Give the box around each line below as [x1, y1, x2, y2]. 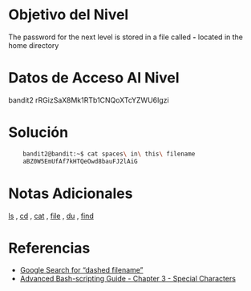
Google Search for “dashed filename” [19, 265, 144, 275]
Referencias [8, 239, 91, 257]
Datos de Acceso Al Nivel [8, 69, 180, 87]
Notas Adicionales [8, 184, 133, 202]
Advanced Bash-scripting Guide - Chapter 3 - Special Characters [19, 274, 237, 284]
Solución [8, 123, 69, 142]
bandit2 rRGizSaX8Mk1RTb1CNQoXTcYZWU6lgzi [8, 95, 170, 105]
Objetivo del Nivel [8, 6, 129, 24]
